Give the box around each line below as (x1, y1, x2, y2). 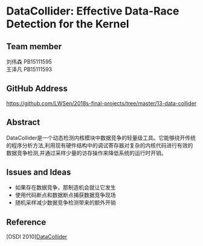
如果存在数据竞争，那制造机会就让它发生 (14, 184, 116, 191)
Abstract (6, 117, 40, 128)
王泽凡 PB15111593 (6, 65, 53, 73)
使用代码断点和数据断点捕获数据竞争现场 (14, 191, 116, 199)
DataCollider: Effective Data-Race (6, 4, 179, 18)
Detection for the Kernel (6, 17, 129, 31)
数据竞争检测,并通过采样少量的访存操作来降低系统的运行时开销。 (6, 149, 167, 156)
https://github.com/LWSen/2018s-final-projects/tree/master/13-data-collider (6, 99, 197, 107)
